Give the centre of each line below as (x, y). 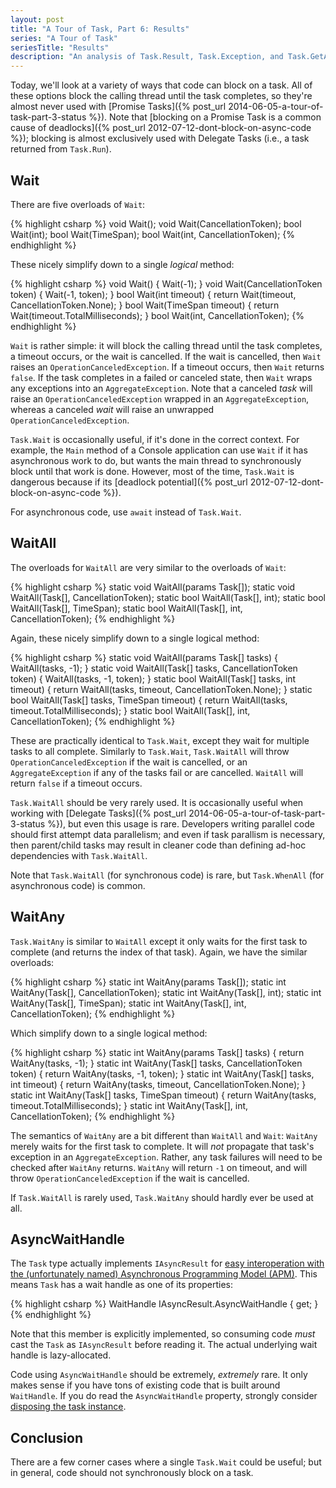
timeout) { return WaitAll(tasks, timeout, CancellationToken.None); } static (161, 689)
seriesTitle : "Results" (60, 47)
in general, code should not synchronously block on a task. (132, 1473)
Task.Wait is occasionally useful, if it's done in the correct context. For (155, 439)
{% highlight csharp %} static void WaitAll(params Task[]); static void (153, 587)
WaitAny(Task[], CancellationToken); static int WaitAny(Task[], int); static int (166, 992)
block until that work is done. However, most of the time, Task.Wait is (152, 471)
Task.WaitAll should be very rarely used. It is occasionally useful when (157, 802)
